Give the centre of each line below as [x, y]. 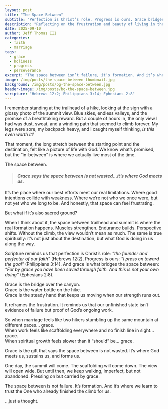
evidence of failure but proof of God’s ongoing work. [59, 310]
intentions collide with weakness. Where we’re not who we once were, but [81, 198]
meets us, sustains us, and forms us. [43, 356]
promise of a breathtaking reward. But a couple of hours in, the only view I [81, 119]
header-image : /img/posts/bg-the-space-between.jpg [60, 89]
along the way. [20, 244]
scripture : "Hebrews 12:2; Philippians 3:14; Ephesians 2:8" [70, 94]
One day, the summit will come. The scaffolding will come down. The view [81, 365]
